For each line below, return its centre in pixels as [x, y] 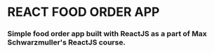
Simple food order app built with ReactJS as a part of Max [107, 34]
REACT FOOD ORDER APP [83, 12]
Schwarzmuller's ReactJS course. [67, 42]
